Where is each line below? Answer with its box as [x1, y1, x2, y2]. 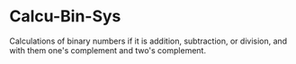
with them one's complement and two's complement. [9, 44, 207, 55]
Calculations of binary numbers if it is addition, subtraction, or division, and [9, 36, 288, 46]
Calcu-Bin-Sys [9, 6, 121, 27]
